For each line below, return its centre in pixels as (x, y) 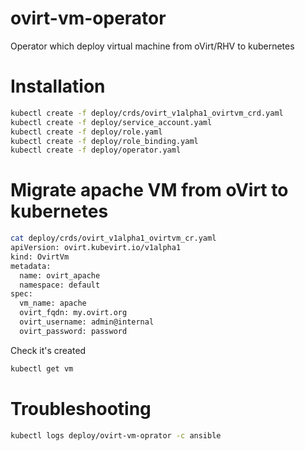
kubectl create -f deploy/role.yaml (86, 132)
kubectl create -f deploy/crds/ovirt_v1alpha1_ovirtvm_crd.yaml (147, 113)
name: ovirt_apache (60, 275)
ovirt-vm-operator (88, 18)
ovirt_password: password (73, 331)
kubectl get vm (42, 368)
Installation (58, 86)
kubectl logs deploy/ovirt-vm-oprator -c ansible (116, 435)
